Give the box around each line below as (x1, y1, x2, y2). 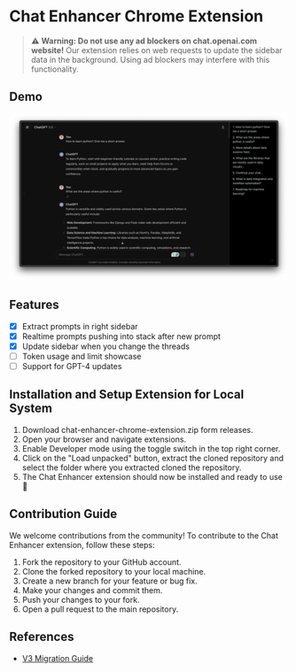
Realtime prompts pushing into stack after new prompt (21, 330, 222, 342)
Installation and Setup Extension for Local (9, 387, 245, 402)
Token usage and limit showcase (21, 351, 142, 361)
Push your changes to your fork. (21, 594, 140, 605)
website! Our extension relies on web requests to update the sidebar (30, 44, 283, 55)
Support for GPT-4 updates (21, 361, 122, 372)
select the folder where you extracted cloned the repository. (21, 462, 242, 473)
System (9, 401, 53, 416)
